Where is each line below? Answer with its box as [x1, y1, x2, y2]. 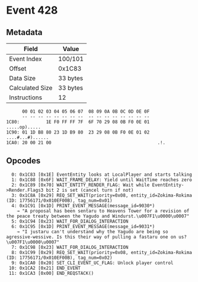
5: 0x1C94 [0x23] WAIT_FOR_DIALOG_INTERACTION [11, 218, 129, 224]
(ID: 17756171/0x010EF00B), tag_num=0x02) [6, 255, 113, 261]
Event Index [9, 55, 42, 63]
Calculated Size [9, 84, 53, 92]
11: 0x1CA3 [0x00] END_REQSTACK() [8, 270, 94, 276]
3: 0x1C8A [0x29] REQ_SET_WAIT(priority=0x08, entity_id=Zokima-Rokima [11, 192, 193, 198]
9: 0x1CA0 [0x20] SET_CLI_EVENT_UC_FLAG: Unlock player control [11, 259, 174, 266]
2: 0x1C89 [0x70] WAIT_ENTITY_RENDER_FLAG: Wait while [11, 182, 150, 188]
